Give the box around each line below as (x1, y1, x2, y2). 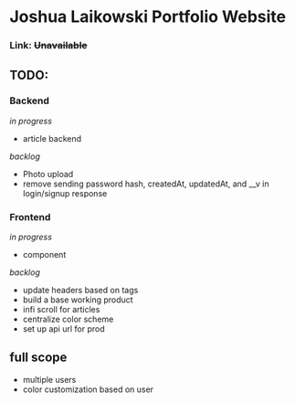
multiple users (22, 374, 77, 385)
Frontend (9, 210, 51, 223)
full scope (9, 350, 68, 365)
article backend (22, 132, 82, 143)
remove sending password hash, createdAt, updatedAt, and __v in (22, 178, 269, 189)
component (22, 249, 67, 260)
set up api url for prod (22, 323, 105, 334)
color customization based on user (22, 384, 153, 395)
